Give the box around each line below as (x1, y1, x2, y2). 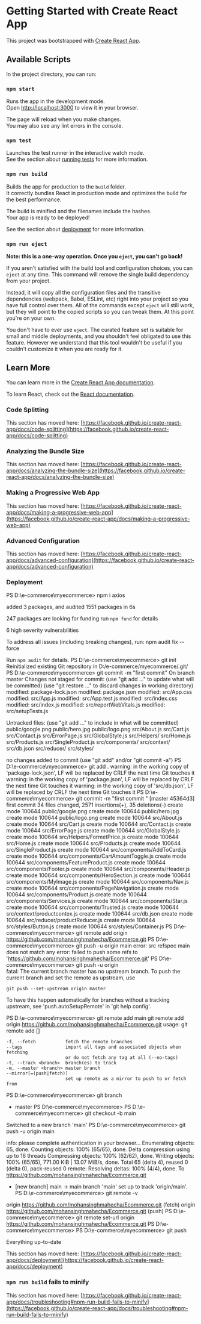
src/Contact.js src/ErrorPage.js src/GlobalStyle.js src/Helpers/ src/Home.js (6, 732, 191, 739)
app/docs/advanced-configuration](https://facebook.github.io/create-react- (6, 556, 195, 564)
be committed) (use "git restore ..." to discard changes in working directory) (6, 682, 194, 689)
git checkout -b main (85, 1110, 136, 1117)
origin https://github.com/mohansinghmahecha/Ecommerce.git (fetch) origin (6, 1201, 196, 1208)
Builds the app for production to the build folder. (6, 183, 127, 190)
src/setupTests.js (6, 708, 49, 715)
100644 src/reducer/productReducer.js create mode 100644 (6, 917, 156, 924)
